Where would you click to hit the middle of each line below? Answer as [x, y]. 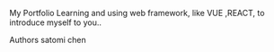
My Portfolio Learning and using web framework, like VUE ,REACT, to [137, 13]
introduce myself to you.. [55, 22]
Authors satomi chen [48, 40]
